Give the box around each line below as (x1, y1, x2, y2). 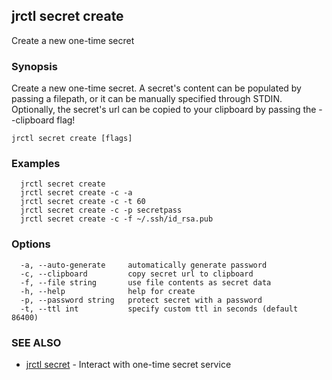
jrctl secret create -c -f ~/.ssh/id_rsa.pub (20, 214, 214, 224)
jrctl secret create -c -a (20, 188, 133, 198)
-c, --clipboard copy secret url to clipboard (20, 269, 254, 279)
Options (11, 237, 51, 251)
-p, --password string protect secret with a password (20, 295, 263, 305)
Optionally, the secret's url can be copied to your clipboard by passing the (11, 104, 317, 116)
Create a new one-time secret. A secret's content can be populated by (11, 82, 302, 94)
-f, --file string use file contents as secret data (20, 277, 272, 288)
